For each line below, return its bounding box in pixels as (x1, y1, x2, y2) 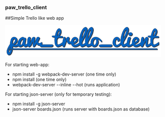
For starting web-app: (5, 62, 49, 68)
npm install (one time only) (12, 77, 67, 82)
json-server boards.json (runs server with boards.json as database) (12, 106, 150, 112)
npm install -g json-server (12, 101, 66, 107)
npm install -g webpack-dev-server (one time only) (12, 71, 117, 78)
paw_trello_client (5, 4, 47, 11)
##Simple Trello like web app (5, 15, 64, 21)
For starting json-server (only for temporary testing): (5, 91, 112, 97)
